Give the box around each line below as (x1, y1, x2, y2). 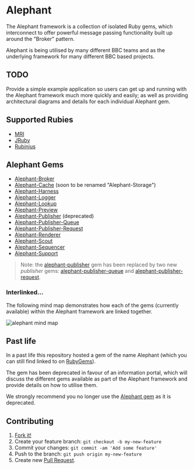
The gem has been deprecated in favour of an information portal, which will (6, 369, 188, 376)
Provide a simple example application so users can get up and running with (6, 85, 187, 93)
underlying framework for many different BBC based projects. (6, 53, 155, 60)
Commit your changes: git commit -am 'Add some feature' (14, 444, 158, 451)
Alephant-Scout (14, 238, 53, 245)
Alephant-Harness (14, 188, 59, 195)
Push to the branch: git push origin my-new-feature (14, 450, 142, 457)
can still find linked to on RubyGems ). (6, 358, 96, 365)
